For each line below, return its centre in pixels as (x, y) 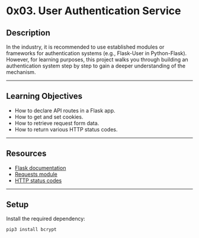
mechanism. (21, 72)
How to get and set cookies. (49, 117)
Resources (26, 154)
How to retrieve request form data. (57, 123)
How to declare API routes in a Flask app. (65, 110)
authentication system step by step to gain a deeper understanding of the (96, 66)
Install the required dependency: (46, 219)
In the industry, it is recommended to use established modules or (85, 47)
